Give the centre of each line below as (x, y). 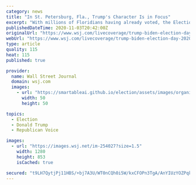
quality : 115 (22, 50)
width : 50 (33, 98)
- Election (24, 119)
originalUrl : (22, 33)
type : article (23, 44)
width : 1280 (31, 152)
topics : (15, 114)
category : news (24, 11)
